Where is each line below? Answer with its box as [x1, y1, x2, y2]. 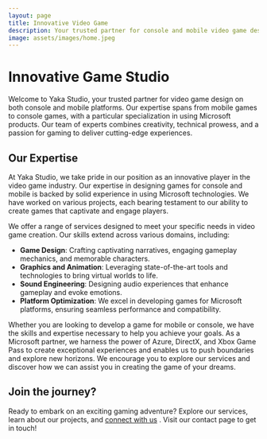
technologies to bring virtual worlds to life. [19, 271, 159, 280]
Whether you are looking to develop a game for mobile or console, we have [8, 320, 254, 329]
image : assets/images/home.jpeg [8, 33, 115, 42]
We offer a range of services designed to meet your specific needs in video [8, 222, 256, 231]
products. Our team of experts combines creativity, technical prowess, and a [8, 120, 259, 130]
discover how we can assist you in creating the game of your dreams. [8, 363, 236, 371]
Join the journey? [8, 385, 97, 398]
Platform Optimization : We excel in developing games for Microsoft [19, 296, 242, 305]
